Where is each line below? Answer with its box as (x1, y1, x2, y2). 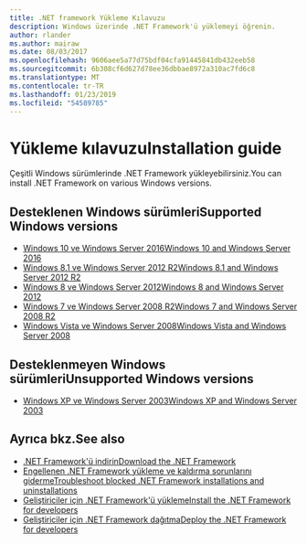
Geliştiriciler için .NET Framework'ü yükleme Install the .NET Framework (22, 495, 291, 506)
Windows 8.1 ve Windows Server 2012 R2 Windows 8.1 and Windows (22, 262, 279, 273)
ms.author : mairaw (9, 38, 79, 48)
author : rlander (9, 30, 71, 39)
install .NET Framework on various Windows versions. (9, 177, 213, 188)
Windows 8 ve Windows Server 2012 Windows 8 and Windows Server (22, 282, 285, 293)
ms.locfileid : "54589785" (9, 98, 108, 108)
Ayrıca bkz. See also (9, 432, 125, 447)
